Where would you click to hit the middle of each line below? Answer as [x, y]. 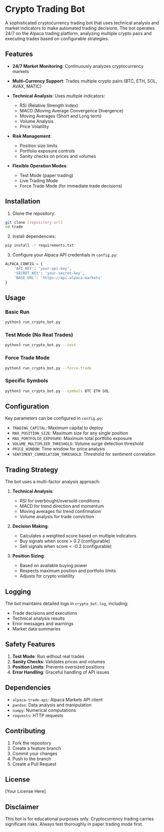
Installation [23, 201]
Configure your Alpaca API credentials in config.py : [65, 255]
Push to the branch [32, 759]
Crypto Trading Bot [45, 9]
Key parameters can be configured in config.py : [54, 418]
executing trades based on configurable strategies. [57, 39]
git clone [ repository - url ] [34, 222]
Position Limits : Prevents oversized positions [58, 667]
